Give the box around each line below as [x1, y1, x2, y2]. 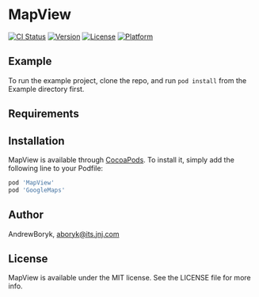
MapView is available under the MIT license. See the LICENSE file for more [8, 273, 251, 283]
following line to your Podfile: [8, 163, 104, 173]
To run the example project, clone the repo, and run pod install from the [8, 75, 247, 85]
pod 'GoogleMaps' [8, 186, 66, 194]
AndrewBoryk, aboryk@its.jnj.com [8, 229, 120, 238]
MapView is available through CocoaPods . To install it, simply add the [8, 154, 235, 164]
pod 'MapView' [8, 178, 55, 187]
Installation [8, 134, 65, 147]
